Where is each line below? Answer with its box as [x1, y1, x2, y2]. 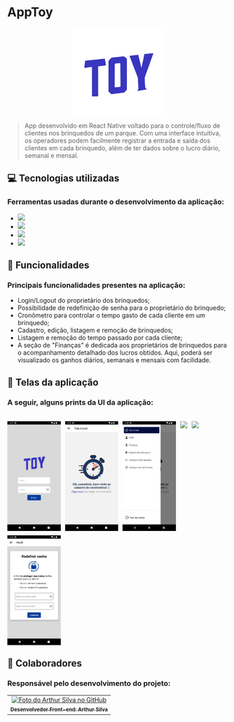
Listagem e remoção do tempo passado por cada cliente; [17, 334, 183, 342]
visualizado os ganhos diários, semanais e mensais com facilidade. [17, 356, 212, 365]
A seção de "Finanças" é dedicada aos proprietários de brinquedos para [17, 341, 228, 350]
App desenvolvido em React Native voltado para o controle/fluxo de [24, 121, 221, 130]
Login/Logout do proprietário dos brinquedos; [17, 296, 151, 305]
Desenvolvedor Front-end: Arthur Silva [10, 707, 109, 714]
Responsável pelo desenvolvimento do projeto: [7, 678, 171, 688]
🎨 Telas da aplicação [7, 376, 99, 388]
